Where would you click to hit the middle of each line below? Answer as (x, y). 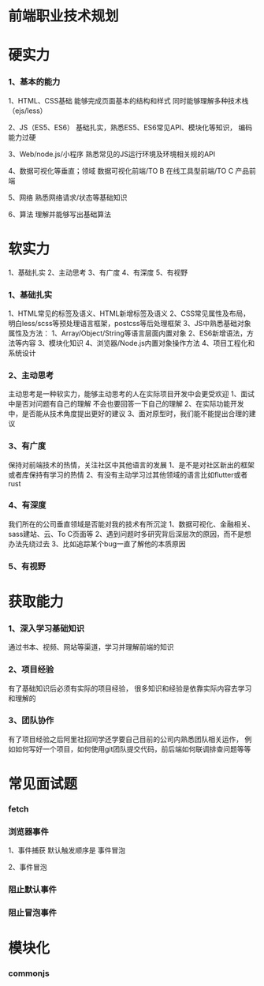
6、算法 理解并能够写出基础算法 (60, 214)
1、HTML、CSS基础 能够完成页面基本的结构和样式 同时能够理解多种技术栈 (128, 100)
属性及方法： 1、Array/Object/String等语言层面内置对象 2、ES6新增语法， (128, 333)
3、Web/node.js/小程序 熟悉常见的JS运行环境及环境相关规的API (112, 154)
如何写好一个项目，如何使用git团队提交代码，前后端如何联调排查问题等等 (133, 749)
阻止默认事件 (33, 890)
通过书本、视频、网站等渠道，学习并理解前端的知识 (91, 647)
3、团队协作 (31, 721)
